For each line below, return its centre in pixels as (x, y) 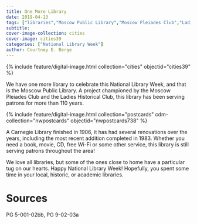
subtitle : (18, 28)
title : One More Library (36, 11)
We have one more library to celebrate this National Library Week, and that (96, 84)
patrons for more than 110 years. (45, 103)
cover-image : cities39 (34, 39)
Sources (27, 198)
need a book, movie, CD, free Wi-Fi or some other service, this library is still (98, 144)
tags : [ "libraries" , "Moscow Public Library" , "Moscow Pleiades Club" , (93, 22)
